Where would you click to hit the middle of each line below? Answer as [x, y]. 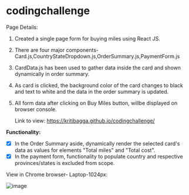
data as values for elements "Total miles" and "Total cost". [85, 150]
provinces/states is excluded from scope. [65, 163]
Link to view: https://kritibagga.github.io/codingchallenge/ [85, 120]
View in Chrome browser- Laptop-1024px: [57, 174]
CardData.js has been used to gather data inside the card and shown [97, 67]
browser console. [36, 109]
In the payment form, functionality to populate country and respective [99, 156]
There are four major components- [56, 50]
